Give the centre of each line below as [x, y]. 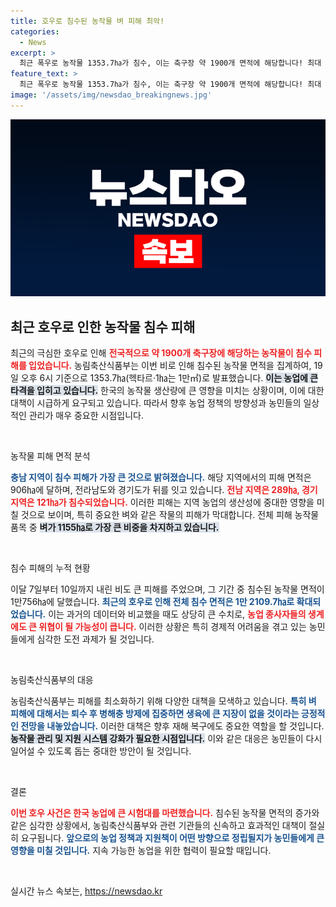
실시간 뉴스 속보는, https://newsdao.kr [86, 891]
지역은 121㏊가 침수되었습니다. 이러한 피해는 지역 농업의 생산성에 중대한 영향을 [162, 502]
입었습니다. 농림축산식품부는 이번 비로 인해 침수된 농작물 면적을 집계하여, [170, 366]
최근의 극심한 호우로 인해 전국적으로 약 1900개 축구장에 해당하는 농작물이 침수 [161, 353]
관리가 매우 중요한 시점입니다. [86, 416]
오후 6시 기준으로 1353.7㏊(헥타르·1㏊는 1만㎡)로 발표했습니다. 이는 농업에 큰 [169, 378]
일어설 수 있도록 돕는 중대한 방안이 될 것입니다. [101, 751]
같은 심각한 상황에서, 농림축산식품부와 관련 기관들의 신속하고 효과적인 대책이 [158, 826]
